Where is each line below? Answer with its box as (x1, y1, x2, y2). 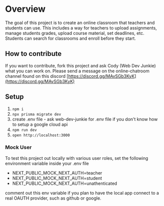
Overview (5, 3, 46, 15)
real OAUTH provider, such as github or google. (5, 195, 101, 201)
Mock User (5, 144, 32, 151)
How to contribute (5, 50, 62, 58)
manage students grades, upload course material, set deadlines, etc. (5, 30, 144, 36)
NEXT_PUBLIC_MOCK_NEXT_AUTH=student (12, 175, 102, 181)
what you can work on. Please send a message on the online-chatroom (5, 68, 150, 74)
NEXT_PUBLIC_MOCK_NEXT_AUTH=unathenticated (12, 180, 117, 186)
